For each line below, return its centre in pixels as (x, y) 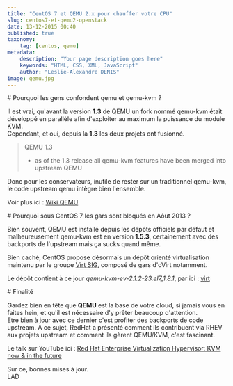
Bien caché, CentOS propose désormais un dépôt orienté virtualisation (109, 257)
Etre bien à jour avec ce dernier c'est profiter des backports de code (105, 320)
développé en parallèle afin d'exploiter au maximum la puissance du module (116, 119)
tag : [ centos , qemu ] (49, 46)
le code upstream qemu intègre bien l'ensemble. (77, 189)
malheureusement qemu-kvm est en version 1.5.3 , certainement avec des (113, 236)
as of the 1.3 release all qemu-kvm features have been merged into (130, 161)
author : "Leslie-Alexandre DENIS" (70, 72)
